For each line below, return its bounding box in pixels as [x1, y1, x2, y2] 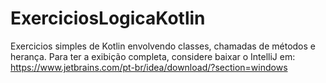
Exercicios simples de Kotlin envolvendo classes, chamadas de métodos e [10, 40, 317, 52]
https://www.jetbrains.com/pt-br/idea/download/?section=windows [10, 61, 288, 73]
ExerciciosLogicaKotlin [10, 7, 206, 30]
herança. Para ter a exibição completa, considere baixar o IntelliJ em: [10, 50, 296, 62]
